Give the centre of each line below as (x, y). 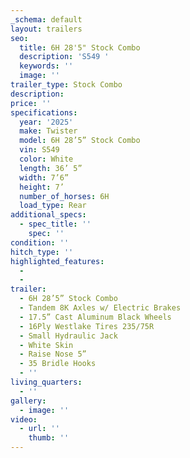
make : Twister (48, 131)
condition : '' (40, 242)
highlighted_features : (57, 261)
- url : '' (39, 429)
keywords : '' (46, 66)
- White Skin (46, 345)
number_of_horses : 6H (64, 196)
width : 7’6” (44, 177)
